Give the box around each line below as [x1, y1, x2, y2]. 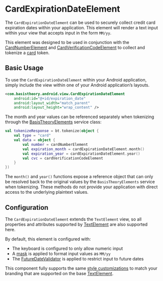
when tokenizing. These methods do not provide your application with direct [5, 184, 158, 190]
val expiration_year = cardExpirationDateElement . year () [22, 151, 140, 156]
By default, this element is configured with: [5, 236, 91, 242]
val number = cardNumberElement [22, 142, 89, 147]
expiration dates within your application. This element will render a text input [5, 24, 158, 30]
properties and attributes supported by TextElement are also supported [5, 221, 148, 227]
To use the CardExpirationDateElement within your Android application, [5, 77, 147, 82]
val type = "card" [14, 133, 51, 138]
